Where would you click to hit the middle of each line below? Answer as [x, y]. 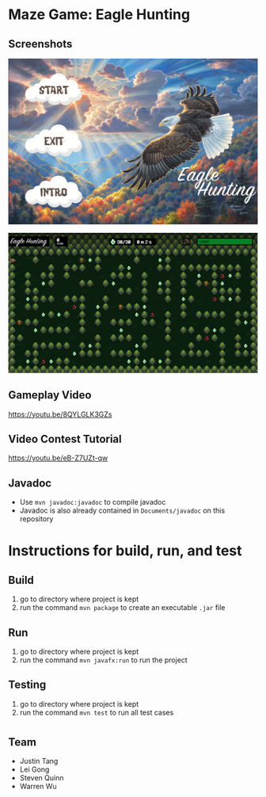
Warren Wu [38, 787]
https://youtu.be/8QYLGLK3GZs [60, 414]
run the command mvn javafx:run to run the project [103, 660]
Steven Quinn [42, 778]
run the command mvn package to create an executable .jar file [122, 608]
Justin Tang [39, 761]
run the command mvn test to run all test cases [97, 712]
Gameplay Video [50, 395]
